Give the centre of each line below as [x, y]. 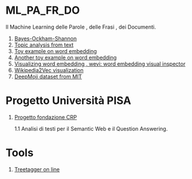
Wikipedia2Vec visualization [49, 70]
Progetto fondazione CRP [45, 117]
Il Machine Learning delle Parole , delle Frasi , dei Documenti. [81, 27]
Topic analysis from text [44, 45]
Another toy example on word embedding [65, 57]
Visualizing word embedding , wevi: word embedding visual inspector [100, 64]
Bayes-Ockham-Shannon [45, 38]
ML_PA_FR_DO [43, 10]
